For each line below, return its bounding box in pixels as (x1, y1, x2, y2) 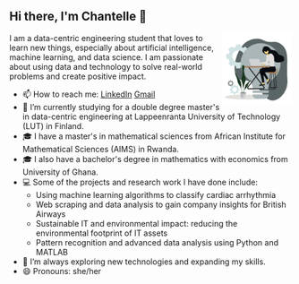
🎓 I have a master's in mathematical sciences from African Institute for (21, 131, 286, 142)
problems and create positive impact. (9, 71, 147, 82)
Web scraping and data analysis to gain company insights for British (35, 199, 286, 210)
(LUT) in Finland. (21, 120, 84, 131)
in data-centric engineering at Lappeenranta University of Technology (21, 111, 281, 122)
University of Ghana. (21, 167, 98, 177)
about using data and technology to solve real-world (9, 61, 203, 72)
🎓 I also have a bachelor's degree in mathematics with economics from (21, 153, 288, 164)
